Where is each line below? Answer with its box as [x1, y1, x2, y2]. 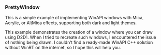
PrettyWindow [5, 4, 40, 11]
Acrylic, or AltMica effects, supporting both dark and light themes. [5, 20, 137, 26]
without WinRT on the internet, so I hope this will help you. [5, 45, 121, 51]
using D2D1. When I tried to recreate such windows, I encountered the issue [5, 34, 156, 40]
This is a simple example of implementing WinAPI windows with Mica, [5, 15, 144, 21]
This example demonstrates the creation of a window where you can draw [5, 29, 153, 35]
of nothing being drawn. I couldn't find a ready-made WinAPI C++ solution [5, 40, 153, 45]
